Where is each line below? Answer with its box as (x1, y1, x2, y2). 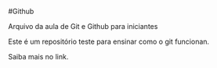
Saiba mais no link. (8, 52, 69, 61)
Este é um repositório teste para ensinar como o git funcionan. (8, 37, 210, 46)
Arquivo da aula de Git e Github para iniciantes (8, 22, 158, 30)
